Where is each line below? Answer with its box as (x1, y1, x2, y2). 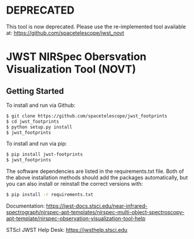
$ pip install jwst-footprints (6, 152, 83, 158)
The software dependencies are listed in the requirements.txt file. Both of (6, 168, 184, 175)
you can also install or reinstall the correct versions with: (6, 181, 143, 188)
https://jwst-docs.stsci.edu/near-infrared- (46, 202, 148, 209)
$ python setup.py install (6, 124, 73, 130)
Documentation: (6, 202, 45, 209)
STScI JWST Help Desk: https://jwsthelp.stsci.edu (6, 227, 128, 234)
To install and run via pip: (6, 140, 67, 148)
